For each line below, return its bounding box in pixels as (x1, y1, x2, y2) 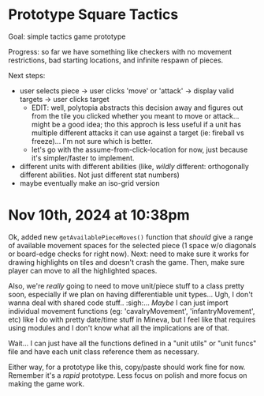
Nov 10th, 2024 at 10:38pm (8, 206, 190, 224)
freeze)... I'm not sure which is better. (31, 136, 154, 145)
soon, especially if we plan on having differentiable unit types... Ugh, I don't (8, 289, 254, 299)
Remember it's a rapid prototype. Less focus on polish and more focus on (8, 370, 247, 380)
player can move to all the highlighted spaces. (8, 266, 158, 275)
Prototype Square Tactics (8, 6, 179, 24)
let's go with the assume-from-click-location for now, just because (31, 145, 248, 154)
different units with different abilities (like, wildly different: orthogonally (19, 161, 250, 171)
